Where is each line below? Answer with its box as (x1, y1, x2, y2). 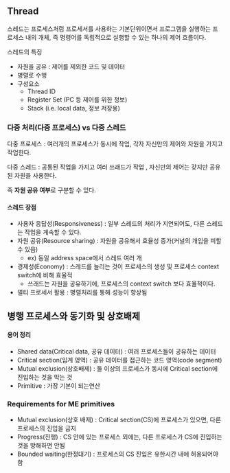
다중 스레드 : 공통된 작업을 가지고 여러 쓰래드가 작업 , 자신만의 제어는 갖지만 (7, 163, 208, 171)
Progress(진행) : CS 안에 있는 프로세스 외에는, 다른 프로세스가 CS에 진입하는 (16, 432, 222, 441)
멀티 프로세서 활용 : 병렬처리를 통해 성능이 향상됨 (16, 288, 148, 297)
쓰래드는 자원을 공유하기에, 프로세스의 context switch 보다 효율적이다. (27, 279, 216, 288)
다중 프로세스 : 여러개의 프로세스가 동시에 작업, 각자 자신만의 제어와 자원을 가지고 (7, 140, 223, 148)
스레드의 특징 (7, 47, 43, 56)
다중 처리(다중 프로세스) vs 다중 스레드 (7, 123, 126, 132)
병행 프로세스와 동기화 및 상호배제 (7, 310, 141, 322)
